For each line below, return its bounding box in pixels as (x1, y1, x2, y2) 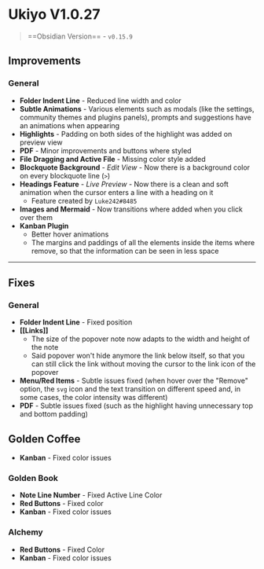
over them (19, 212, 53, 222)
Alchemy (8, 527, 43, 538)
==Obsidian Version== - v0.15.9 (27, 31, 134, 41)
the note (31, 343, 59, 352)
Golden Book (8, 473, 59, 484)
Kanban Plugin (19, 221, 69, 230)
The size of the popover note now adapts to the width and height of (31, 334, 250, 343)
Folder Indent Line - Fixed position (19, 318, 133, 327)
